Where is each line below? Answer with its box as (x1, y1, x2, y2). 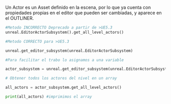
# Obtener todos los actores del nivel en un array (5, 76, 117, 81)
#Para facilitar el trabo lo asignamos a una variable (5, 57, 124, 63)
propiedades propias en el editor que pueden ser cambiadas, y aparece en (5, 10, 162, 16)
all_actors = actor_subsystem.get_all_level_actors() (5, 85, 122, 90)
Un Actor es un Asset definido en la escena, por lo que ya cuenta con (5, 5, 151, 10)
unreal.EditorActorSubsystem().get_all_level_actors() (5, 30, 124, 35)
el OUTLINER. (5, 15, 34, 21)
